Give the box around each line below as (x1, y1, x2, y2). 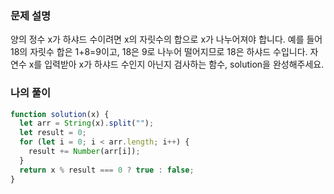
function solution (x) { (10, 109, 110, 119)
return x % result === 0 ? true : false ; (19, 165, 195, 175)
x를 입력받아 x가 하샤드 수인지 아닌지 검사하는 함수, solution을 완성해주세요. (28, 58, 325, 71)
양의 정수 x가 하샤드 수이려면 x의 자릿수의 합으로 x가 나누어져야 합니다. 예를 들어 (10, 33, 323, 46)
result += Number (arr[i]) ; (28, 147, 141, 157)
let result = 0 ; (19, 128, 87, 138)
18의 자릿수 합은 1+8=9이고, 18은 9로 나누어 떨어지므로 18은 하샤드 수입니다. (10, 46, 308, 58)
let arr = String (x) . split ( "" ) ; (19, 118, 155, 129)
